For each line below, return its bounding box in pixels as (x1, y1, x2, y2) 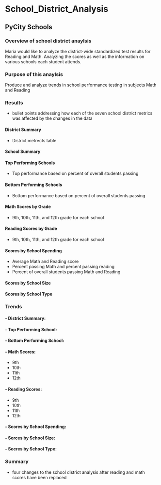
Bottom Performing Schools (5, 182, 62, 188)
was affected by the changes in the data (12, 115, 93, 121)
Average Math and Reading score (12, 259, 79, 264)
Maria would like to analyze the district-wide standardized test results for (5, 48, 151, 54)
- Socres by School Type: (5, 446, 57, 452)
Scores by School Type (5, 291, 52, 297)
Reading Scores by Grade (5, 225, 57, 232)
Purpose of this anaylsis (5, 71, 63, 77)
